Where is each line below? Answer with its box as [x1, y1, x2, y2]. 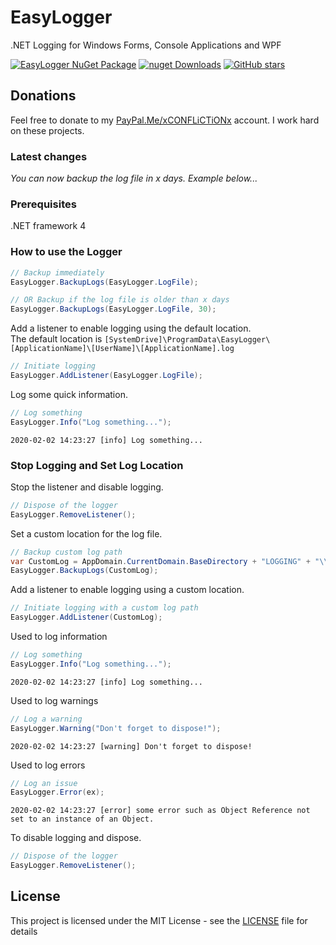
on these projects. [10, 124, 85, 136]
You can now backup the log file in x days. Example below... [10, 172, 258, 185]
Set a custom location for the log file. [10, 527, 163, 540]
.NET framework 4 [10, 220, 87, 232]
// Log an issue [10, 778, 78, 788]
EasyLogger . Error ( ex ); [10, 787, 105, 798]
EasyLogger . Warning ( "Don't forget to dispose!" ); [10, 723, 222, 733]
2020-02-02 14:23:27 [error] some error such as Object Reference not [10, 806, 311, 816]
